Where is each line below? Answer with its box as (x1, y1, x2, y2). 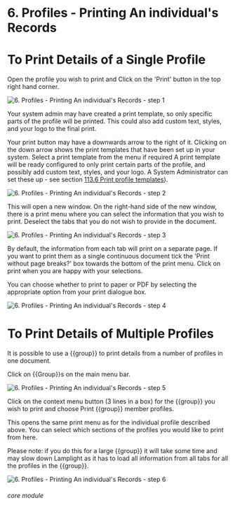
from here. (7, 433, 38, 442)
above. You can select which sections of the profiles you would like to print (7, 426, 224, 434)
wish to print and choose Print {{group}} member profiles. (7, 405, 174, 413)
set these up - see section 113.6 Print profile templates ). (7, 175, 168, 184)
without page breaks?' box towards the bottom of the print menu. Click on (7, 259, 221, 268)
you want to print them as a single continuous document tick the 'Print (7, 252, 210, 261)
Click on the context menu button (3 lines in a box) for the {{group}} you (7, 397, 215, 406)
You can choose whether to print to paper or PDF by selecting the (7, 280, 197, 289)
